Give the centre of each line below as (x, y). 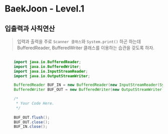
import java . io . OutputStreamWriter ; (52, 76)
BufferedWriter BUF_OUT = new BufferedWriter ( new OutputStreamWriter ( (89, 90)
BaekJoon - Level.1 (45, 9)
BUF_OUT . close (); (32, 122)
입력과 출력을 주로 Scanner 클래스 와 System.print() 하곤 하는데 (79, 41)
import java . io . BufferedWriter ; (47, 66)
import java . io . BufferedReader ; (47, 62)
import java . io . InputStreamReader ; (51, 71)
